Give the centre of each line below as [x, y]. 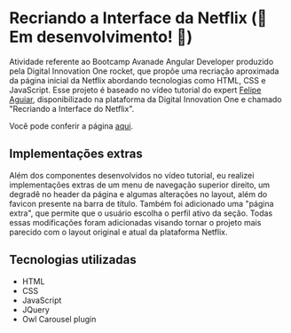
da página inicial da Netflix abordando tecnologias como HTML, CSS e [138, 80]
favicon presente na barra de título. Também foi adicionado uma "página [142, 203]
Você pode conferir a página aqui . [71, 126]
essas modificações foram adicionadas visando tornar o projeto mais [135, 222]
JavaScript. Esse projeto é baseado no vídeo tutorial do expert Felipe [135, 90]
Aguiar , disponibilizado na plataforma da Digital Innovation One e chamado [145, 99]
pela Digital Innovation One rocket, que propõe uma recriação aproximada [144, 71]
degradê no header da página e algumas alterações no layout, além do [138, 194]
